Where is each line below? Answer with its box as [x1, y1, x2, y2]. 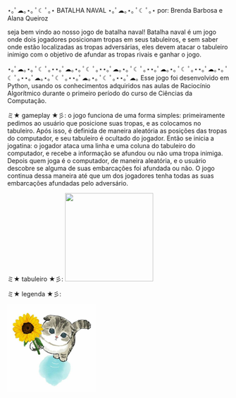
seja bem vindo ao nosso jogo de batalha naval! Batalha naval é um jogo [7, 28, 217, 36]
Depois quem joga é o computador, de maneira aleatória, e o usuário [7, 157, 206, 164]
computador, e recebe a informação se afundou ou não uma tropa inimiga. [7, 149, 223, 157]
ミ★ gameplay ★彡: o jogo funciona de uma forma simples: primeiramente [7, 111, 225, 119]
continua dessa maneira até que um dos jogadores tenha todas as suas [7, 171, 214, 180]
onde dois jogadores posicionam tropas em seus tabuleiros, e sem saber [7, 35, 218, 44]
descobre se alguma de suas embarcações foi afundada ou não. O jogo [7, 164, 215, 172]
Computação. [7, 97, 47, 104]
